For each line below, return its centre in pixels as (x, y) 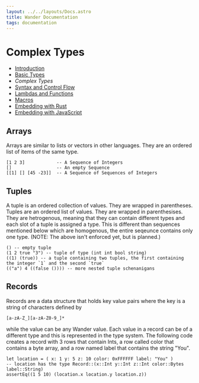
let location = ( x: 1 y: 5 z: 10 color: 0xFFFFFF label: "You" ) (90, 359)
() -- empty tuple (29, 248)
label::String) (25, 369)
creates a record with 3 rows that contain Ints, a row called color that (90, 341)
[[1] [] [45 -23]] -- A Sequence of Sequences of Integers (82, 173)
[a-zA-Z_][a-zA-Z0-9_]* (36, 318)
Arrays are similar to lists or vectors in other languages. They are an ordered (99, 145)
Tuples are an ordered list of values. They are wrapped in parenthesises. (94, 212)
